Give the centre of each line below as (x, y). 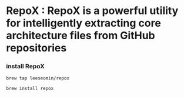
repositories (36, 48)
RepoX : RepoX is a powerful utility (92, 11)
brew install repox (30, 89)
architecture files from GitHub (81, 36)
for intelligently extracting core (84, 23)
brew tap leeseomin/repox (38, 78)
